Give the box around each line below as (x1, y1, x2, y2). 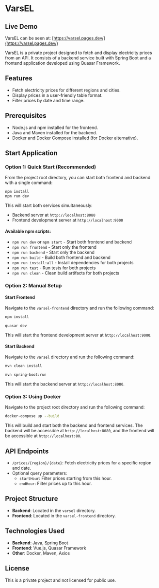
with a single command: (5, 180, 53, 185)
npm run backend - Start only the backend (12, 249, 95, 256)
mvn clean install (5, 364, 42, 368)
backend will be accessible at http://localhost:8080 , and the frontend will (5, 428, 154, 434)
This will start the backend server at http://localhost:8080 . (5, 381, 125, 387)
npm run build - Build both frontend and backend (12, 255, 111, 260)
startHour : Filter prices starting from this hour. (19, 476, 112, 481)
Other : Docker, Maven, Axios (12, 550, 70, 556)
